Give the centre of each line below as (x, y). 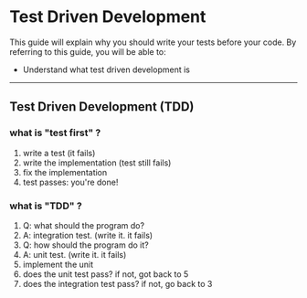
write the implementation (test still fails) (97, 163)
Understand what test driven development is (106, 69)
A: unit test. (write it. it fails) (74, 254)
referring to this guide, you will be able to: (88, 51)
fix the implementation (65, 172)
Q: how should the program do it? (85, 245)
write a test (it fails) (59, 153)
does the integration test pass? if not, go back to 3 (117, 283)
